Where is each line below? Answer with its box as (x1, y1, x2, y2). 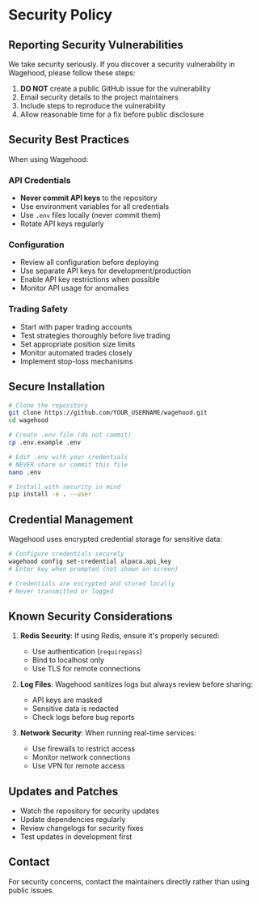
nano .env (8, 468, 42, 476)
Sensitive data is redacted (32, 704, 119, 713)
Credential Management (8, 513, 133, 526)
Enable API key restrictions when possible (19, 275, 160, 284)
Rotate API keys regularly (19, 219, 104, 228)
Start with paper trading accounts (19, 322, 133, 331)
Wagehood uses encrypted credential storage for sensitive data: (8, 535, 222, 544)
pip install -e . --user (8, 490, 92, 499)
